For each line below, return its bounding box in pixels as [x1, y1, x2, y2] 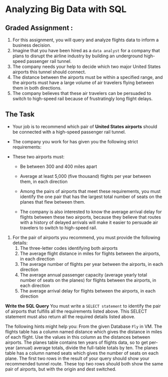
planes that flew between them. [20, 199, 85, 205]
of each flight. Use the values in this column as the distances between [5, 334, 150, 340]
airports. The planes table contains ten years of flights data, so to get [5, 339, 148, 345]
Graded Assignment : [5, 24, 73, 32]
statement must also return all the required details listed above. [5, 313, 135, 320]
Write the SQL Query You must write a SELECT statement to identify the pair [5, 303, 161, 309]
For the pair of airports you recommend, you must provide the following [12, 234, 160, 240]
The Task [5, 110, 35, 119]
